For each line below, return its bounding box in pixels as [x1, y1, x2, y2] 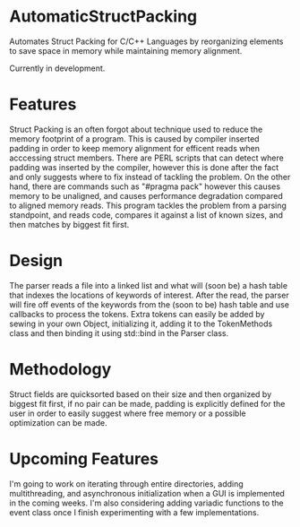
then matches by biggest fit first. [9, 219, 130, 229]
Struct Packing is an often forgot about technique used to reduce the [9, 124, 263, 134]
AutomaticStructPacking [9, 6, 198, 27]
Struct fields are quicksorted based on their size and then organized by [9, 388, 272, 400]
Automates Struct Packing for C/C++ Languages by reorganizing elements [9, 36, 284, 47]
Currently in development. [9, 63, 106, 73]
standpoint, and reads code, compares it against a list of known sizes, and [9, 209, 284, 220]
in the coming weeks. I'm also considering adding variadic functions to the [9, 497, 284, 508]
